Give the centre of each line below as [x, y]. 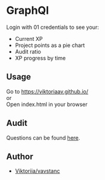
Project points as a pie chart [50, 45]
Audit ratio [28, 51]
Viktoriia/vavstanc [37, 171]
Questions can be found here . [43, 138]
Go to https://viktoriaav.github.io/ [47, 92]
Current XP [29, 39]
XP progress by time [40, 58]
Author [20, 156]
